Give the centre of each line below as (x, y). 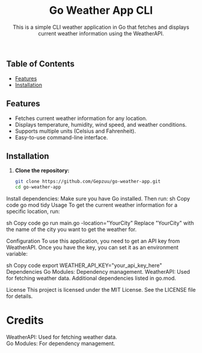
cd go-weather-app (38, 187)
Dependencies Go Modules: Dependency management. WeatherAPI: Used (98, 272)
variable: (17, 254)
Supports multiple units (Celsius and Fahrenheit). (75, 131)
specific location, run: (33, 211)
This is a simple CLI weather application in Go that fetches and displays (101, 27)
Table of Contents (41, 64)
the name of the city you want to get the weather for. (72, 229)
